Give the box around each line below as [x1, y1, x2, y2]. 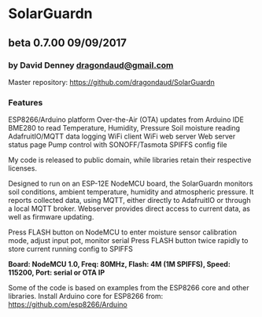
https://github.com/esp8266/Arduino [8, 300, 127, 309]
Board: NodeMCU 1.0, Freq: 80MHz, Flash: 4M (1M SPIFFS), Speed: [8, 260, 231, 269]
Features [8, 97, 43, 108]
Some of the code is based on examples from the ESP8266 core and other [8, 283, 249, 293]
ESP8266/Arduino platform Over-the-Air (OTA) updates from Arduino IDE [8, 115, 244, 124]
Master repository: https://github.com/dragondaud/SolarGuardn [8, 77, 215, 87]
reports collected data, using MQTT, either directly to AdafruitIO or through [8, 196, 251, 205]
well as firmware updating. [8, 212, 94, 222]
